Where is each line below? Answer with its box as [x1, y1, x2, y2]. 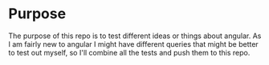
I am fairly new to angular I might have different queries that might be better [8, 39, 259, 48]
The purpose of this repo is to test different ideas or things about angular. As [8, 31, 262, 40]
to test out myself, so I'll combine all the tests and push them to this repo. [8, 48, 251, 57]
